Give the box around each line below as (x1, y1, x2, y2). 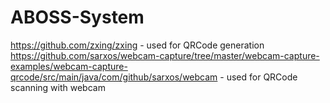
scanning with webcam (10, 81, 106, 93)
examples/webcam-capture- (10, 60, 128, 72)
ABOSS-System (10, 6, 145, 29)
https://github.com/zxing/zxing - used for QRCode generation (10, 39, 265, 51)
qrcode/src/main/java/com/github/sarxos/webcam (10, 71, 218, 83)
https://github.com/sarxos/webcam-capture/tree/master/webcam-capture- (10, 49, 320, 61)
